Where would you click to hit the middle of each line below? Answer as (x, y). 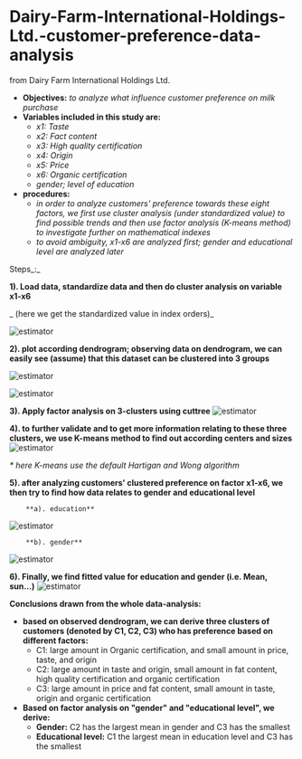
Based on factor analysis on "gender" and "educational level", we (148, 707)
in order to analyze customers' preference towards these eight (152, 203)
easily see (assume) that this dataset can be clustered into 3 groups (139, 358)
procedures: (46, 194)
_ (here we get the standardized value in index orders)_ (112, 313)
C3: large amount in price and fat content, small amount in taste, (156, 688)
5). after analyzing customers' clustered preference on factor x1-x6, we (146, 482)
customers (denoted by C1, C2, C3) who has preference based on (147, 631)
